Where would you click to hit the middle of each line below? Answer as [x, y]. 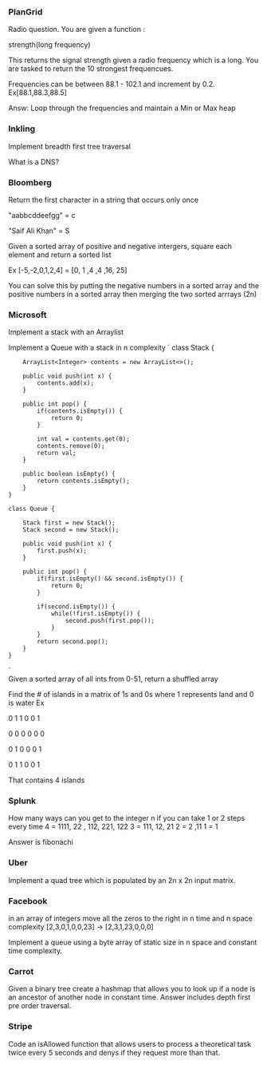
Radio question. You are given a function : [77, 30]
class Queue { [32, 509]
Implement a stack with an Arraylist [66, 332]
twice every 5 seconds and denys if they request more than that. [114, 1052]
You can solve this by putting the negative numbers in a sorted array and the [134, 285]
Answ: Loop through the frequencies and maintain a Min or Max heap [122, 108]
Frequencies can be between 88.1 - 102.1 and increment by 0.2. [112, 84]
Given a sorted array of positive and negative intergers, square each [120, 246]
